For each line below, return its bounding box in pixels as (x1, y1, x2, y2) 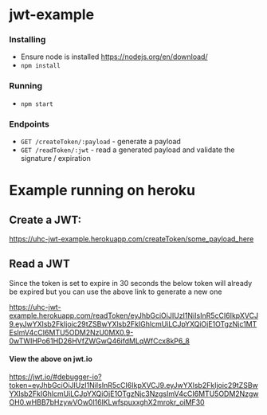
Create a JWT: (9, 213, 82, 226)
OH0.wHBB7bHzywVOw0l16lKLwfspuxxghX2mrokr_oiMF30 (9, 397, 206, 407)
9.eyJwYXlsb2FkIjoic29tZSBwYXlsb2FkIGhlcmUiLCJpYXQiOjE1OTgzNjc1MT (9, 319, 257, 328)
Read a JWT (9, 257, 70, 271)
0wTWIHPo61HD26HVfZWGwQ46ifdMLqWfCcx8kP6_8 (9, 336, 190, 346)
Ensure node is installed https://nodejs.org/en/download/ (20, 52, 208, 61)
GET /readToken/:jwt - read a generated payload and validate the (20, 145, 235, 155)
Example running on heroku (9, 182, 196, 200)
